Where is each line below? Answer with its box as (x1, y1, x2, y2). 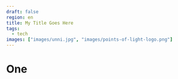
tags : (6, 25, 20, 32)
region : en (6, 14, 34, 20)
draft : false (6, 8, 39, 15)
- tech (11, 31, 28, 37)
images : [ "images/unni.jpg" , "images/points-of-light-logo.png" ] (6, 37, 173, 42)
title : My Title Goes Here (6, 20, 74, 26)
